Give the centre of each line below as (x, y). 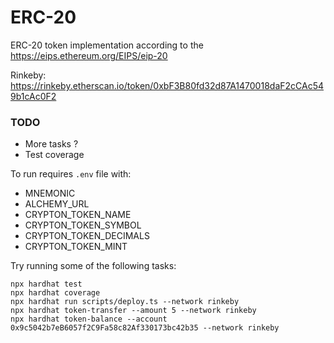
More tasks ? (51, 144)
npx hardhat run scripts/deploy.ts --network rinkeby (125, 302)
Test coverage (54, 155)
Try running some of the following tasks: (93, 266)
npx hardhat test (46, 284)
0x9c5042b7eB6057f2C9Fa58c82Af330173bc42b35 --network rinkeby (145, 328)
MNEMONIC (50, 193)
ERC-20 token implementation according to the (107, 45)
